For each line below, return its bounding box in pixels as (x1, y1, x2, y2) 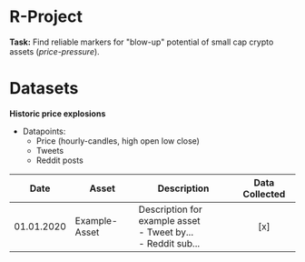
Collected (242, 187, 286, 200)
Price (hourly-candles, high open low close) (35, 135, 200, 146)
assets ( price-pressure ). (9, 45, 100, 56)
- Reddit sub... (138, 237, 201, 249)
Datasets (9, 78, 79, 99)
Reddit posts (35, 155, 84, 166)
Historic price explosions (9, 107, 106, 119)
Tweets (35, 145, 64, 156)
